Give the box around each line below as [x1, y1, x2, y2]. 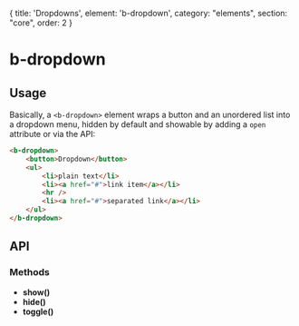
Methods [9, 266, 50, 279]
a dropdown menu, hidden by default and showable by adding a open [9, 119, 266, 130]
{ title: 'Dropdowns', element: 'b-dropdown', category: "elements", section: [9, 8, 288, 18]
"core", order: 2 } [9, 17, 72, 28]
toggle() [22, 306, 54, 317]
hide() [22, 296, 47, 307]
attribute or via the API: [9, 129, 96, 139]
